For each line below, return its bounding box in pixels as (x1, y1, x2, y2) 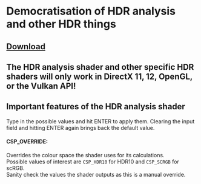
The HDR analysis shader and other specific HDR (6, 62, 194, 72)
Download (6, 41, 45, 52)
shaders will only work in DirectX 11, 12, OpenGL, (6, 71, 193, 81)
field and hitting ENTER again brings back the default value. (6, 124, 155, 131)
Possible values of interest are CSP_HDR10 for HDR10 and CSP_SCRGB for (6, 158, 180, 165)
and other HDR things (6, 17, 116, 31)
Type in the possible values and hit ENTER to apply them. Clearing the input (6, 117, 195, 125)
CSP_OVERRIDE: (6, 138, 48, 145)
